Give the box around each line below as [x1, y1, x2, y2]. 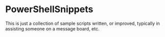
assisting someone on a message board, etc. [5, 25, 100, 31]
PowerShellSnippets [5, 4, 93, 15]
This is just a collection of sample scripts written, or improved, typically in [5, 20, 160, 26]
